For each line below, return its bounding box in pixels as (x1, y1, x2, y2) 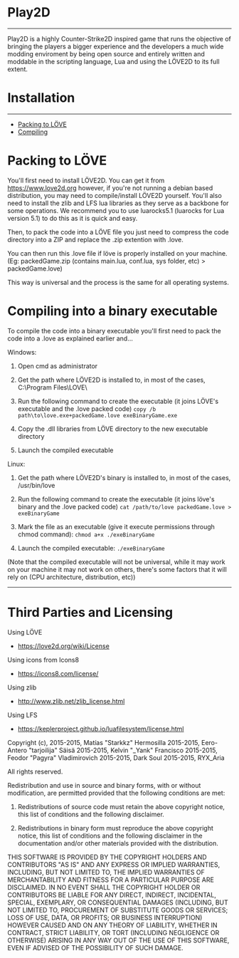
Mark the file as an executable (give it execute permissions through (17, 522, 216, 531)
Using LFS (7, 710, 38, 719)
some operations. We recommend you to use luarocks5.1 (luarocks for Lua (7, 206, 225, 214)
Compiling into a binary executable (7, 303, 218, 319)
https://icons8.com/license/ (17, 669, 99, 677)
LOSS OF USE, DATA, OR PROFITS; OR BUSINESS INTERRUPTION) (7, 913, 203, 922)
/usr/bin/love (17, 481, 55, 489)
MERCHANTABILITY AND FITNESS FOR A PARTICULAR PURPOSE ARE (7, 875, 215, 884)
